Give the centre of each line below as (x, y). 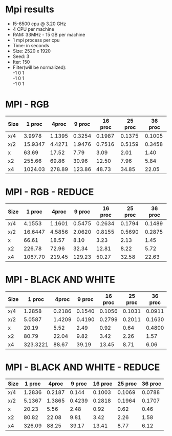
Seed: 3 (21, 56)
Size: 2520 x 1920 (32, 51)
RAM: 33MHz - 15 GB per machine (49, 34)
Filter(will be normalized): (39, 67)
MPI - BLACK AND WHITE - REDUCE (83, 367)
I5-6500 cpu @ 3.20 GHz (39, 24)
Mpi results (30, 10)
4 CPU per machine (34, 29)
